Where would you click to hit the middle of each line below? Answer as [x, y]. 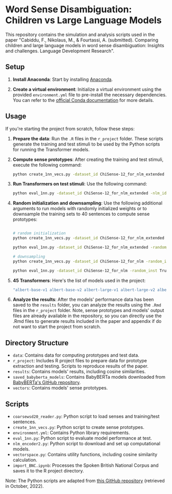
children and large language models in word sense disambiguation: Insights [85, 45]
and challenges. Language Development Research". [60, 51]
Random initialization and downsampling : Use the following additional [88, 203]
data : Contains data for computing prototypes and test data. [76, 355]
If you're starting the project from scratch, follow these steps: [70, 129]
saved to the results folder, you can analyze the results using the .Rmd [87, 305]
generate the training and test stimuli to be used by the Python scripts [86, 144]
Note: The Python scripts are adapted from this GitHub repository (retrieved [85, 481]
